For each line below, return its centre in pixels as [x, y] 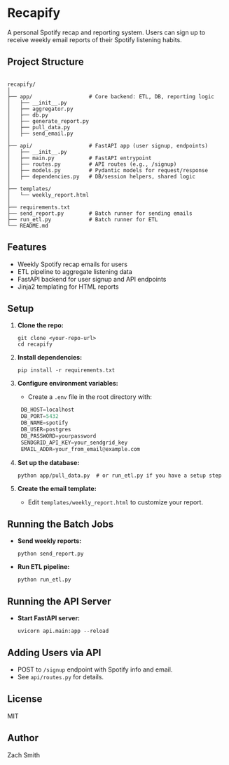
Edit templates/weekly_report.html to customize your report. [116, 502]
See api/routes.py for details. [60, 676]
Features [27, 247]
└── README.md [28, 225]
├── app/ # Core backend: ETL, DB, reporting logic [111, 96]
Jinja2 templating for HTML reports [68, 287]
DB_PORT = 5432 [40, 417]
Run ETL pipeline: [43, 567]
